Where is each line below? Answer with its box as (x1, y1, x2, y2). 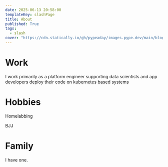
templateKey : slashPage (5, 12, 55, 17)
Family (5, 140, 34, 151)
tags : (5, 26, 16, 31)
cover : (5, 36, 19, 41)
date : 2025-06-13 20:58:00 (5, 7, 61, 13)
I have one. (5, 156, 28, 163)
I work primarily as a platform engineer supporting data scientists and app (5, 73, 157, 79)
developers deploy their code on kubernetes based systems (5, 79, 129, 85)
